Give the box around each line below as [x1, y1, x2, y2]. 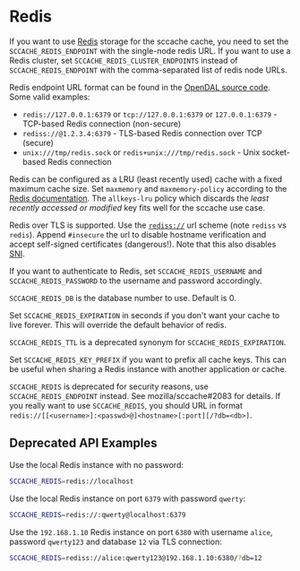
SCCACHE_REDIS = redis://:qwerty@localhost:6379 [9, 510, 186, 519]
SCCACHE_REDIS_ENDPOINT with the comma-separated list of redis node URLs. [9, 65, 288, 75]
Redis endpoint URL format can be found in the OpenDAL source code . [9, 82, 270, 92]
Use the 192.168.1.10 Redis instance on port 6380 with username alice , [9, 526, 273, 537]
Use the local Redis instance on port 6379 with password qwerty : [9, 493, 246, 504]
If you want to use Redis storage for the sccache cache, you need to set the [9, 36, 289, 47]
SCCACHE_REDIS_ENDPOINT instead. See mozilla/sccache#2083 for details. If [9, 390, 281, 401]
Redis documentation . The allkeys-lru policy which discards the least [9, 193, 270, 203]
